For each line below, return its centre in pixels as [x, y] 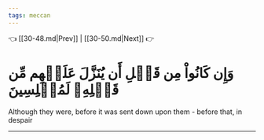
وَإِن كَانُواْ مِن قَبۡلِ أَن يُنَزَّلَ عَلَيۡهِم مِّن [121, 73]
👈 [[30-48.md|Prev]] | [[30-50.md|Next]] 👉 [81, 38]
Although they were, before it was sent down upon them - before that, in [125, 112]
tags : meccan [29, 15]
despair [20, 120]
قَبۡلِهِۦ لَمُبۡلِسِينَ [64, 89]
